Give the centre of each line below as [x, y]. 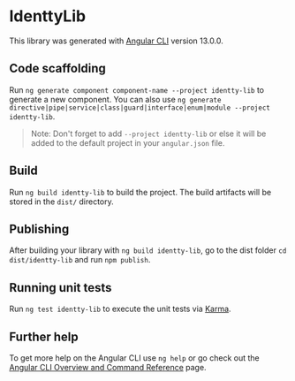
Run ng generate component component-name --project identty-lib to [137, 89]
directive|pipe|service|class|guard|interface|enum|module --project [140, 108]
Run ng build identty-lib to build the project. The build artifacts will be [140, 192]
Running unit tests [61, 288]
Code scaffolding [57, 69]
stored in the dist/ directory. [62, 202]
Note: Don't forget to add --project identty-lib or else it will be [148, 133]
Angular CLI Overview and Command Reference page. [108, 367]
